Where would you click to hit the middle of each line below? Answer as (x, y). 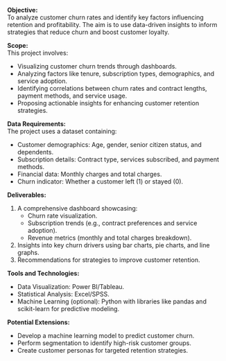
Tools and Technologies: (43, 273)
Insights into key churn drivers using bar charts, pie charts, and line (113, 245)
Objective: (23, 10)
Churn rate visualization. (62, 215)
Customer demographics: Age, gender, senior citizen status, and (110, 144)
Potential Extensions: (39, 322)
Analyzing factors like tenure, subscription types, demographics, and (116, 73)
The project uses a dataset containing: (62, 131)
